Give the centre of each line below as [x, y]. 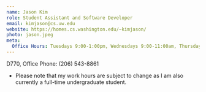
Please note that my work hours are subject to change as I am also [99, 75]
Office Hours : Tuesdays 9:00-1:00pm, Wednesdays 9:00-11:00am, [94, 47]
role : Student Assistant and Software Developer [70, 18]
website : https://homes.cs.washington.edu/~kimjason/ [77, 29]
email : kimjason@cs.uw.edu [41, 23]
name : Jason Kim [27, 12]
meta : [13, 40]
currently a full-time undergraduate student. [71, 82]
